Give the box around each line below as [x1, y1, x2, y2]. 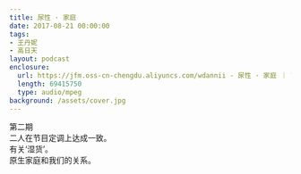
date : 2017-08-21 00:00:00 [9, 21, 110, 30]
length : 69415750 [17, 79, 82, 88]
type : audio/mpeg [17, 87, 82, 96]
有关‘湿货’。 [9, 144, 54, 154]
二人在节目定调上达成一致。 [9, 133, 112, 144]
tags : [9, 29, 30, 38]
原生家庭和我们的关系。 [9, 155, 96, 166]
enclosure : [9, 63, 50, 72]
